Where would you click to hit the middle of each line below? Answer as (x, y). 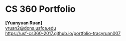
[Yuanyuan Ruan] (24, 23)
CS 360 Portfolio (40, 9)
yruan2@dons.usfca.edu (31, 28)
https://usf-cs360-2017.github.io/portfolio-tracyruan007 (63, 33)
